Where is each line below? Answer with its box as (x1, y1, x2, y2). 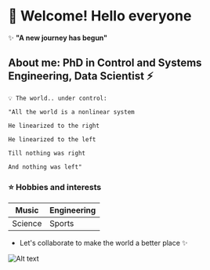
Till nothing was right (8, 149, 86, 157)
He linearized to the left (8, 135, 96, 144)
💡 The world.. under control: (8, 94, 107, 102)
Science (12, 218, 42, 229)
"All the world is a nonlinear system (8, 108, 135, 116)
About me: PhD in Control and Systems (8, 57, 202, 70)
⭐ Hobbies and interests (8, 181, 102, 192)
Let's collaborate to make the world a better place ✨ (19, 239, 188, 248)
